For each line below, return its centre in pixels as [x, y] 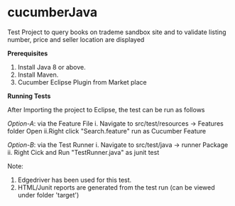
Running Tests [29, 96]
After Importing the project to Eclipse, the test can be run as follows [106, 109]
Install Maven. [38, 75]
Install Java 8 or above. [52, 67]
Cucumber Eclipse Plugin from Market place [82, 82]
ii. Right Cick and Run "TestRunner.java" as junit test [83, 152]
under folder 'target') [48, 195]
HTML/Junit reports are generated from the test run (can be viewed [116, 187]
